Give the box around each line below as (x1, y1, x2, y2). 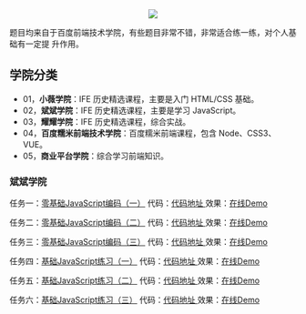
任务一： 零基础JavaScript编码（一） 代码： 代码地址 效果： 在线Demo (9, 198, 269, 208)
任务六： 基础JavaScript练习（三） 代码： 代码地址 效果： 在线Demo (9, 295, 260, 306)
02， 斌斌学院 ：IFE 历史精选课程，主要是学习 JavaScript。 (22, 105, 241, 116)
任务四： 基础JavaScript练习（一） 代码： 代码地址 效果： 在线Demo (9, 256, 260, 267)
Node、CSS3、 (218, 127, 277, 138)
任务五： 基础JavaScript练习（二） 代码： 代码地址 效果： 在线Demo (9, 275, 260, 286)
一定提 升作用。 (25, 38, 84, 49)
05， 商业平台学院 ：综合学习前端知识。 (22, 150, 168, 161)
